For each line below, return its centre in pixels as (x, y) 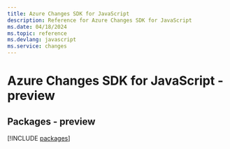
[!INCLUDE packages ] (39, 138)
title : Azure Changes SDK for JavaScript (69, 14)
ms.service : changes (37, 46)
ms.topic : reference (37, 33)
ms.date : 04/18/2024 (37, 27)
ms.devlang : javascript (42, 40)
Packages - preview (51, 121)
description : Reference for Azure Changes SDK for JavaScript (100, 20)
